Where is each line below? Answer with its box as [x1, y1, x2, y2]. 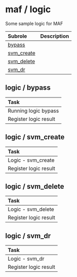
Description [40, 32, 69, 39]
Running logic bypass [8, 107, 59, 114]
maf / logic [5, 4, 51, 15]
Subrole [8, 32, 27, 39]
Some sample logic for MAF [5, 20, 63, 27]
